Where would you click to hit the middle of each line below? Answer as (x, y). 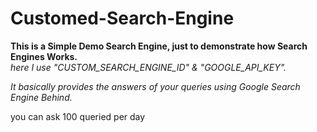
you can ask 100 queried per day (78, 116)
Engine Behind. (41, 97)
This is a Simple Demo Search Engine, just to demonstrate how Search (159, 46)
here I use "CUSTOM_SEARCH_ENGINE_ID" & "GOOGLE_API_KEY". (148, 67)
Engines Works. (44, 56)
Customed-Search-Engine (122, 18)
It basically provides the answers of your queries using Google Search (155, 86)
